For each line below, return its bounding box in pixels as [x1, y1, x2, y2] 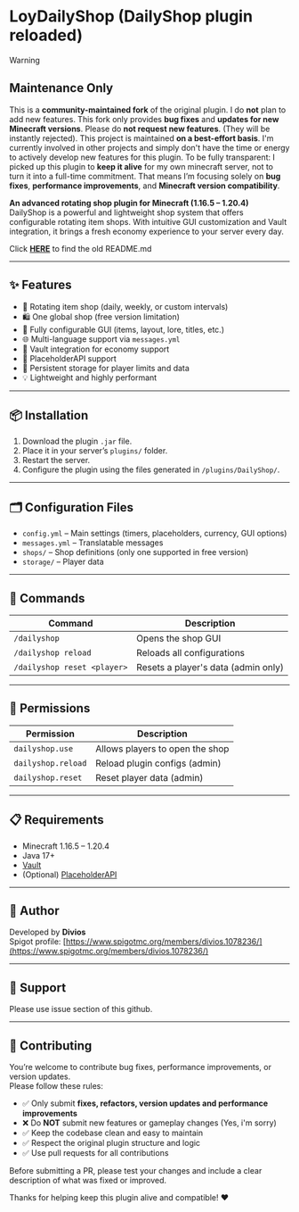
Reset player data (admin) [94, 771, 204, 784]
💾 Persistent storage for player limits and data [21, 362, 190, 373]
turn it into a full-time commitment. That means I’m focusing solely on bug [9, 170, 281, 181]
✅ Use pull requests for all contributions [21, 1148, 169, 1158]
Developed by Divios [9, 926, 86, 938]
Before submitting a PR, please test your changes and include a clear [9, 1166, 263, 1176]
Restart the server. [21, 455, 91, 466]
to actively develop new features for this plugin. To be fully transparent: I [9, 152, 276, 162]
